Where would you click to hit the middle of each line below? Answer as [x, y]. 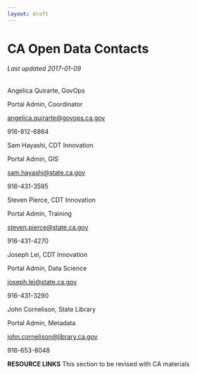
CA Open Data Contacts [78, 48]
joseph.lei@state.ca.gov [42, 282]
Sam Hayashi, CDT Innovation [50, 145]
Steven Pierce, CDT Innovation [52, 200]
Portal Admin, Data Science [47, 268]
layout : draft [28, 14]
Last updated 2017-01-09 [44, 68]
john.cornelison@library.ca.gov [52, 337]
